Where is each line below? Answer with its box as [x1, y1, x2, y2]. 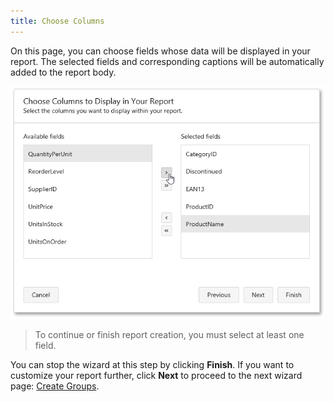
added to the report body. [10, 66, 117, 78]
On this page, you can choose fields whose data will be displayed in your [10, 45, 311, 57]
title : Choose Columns [10, 16, 105, 26]
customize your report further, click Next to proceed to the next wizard [10, 370, 303, 382]
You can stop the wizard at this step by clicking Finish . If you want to [10, 359, 295, 371]
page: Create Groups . [10, 380, 100, 392]
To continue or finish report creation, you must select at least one [34, 329, 305, 341]
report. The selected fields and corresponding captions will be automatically [10, 55, 325, 67]
